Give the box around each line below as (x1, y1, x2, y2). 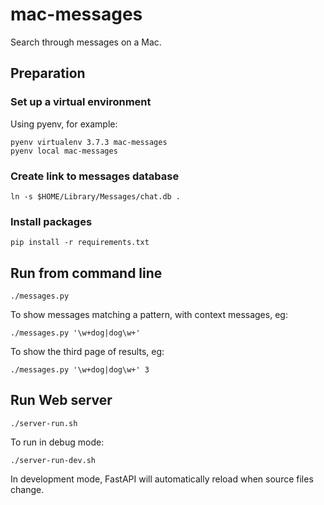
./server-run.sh (10, 418, 78, 428)
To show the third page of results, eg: (10, 346, 165, 358)
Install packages (10, 214, 93, 228)
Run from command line (10, 264, 163, 282)
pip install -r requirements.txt (10, 238, 150, 248)
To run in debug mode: (10, 436, 105, 448)
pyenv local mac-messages (10, 146, 118, 156)
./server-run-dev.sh (10, 455, 97, 465)
